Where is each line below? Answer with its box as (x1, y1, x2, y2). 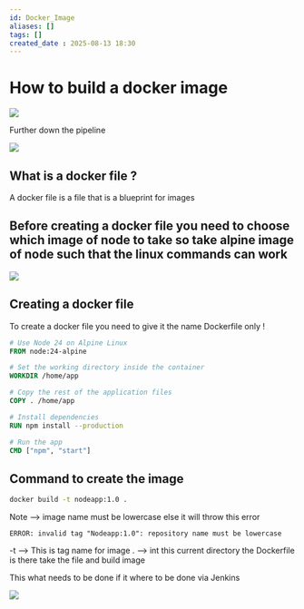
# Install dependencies (9, 412, 100, 422)
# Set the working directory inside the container (9, 363, 205, 372)
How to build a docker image (9, 78, 229, 98)
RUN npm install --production (9, 421, 124, 430)
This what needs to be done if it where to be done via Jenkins (9, 573, 240, 584)
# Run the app (9, 437, 64, 447)
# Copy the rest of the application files (9, 388, 172, 398)
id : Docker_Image (9, 13, 75, 23)
